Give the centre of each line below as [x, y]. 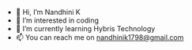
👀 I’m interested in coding [57, 20]
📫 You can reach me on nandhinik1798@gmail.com [100, 37]
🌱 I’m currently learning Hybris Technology [85, 29]
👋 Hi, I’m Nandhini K [48, 12]
